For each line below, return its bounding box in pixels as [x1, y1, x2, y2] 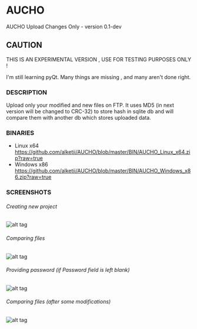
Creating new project [6, 203, 58, 210]
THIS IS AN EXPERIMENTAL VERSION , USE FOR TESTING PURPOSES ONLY [6, 55, 192, 62]
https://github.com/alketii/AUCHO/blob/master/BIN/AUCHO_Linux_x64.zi [14, 149, 191, 156]
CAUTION [6, 40, 42, 50]
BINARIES [6, 129, 35, 137]
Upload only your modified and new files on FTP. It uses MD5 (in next [6, 101, 175, 109]
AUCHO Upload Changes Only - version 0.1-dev [6, 23, 122, 30]
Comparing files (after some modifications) [6, 298, 111, 305]
